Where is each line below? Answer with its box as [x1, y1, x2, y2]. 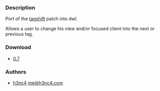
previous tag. [5, 31, 33, 37]
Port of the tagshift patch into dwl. [5, 16, 78, 22]
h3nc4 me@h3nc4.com [12, 80, 63, 86]
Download [5, 44, 32, 51]
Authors [5, 68, 27, 75]
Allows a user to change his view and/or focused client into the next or [5, 26, 155, 32]
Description [5, 4, 35, 11]
